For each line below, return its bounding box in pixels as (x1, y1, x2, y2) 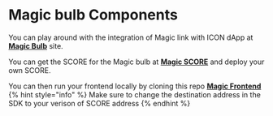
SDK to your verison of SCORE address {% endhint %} (8, 98, 191, 108)
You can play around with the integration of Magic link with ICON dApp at (8, 32, 253, 42)
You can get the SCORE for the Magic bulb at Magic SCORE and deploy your (8, 57, 265, 67)
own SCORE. (8, 65, 51, 75)
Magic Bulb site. (8, 41, 63, 50)
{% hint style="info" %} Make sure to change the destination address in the (8, 89, 262, 99)
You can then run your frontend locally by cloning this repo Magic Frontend (8, 81, 262, 91)
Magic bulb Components (8, 6, 179, 24)
